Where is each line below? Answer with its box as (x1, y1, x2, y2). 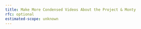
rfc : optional (5, 12, 35, 17)
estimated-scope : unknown (5, 16, 58, 21)
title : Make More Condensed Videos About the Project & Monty (5, 7, 136, 12)
